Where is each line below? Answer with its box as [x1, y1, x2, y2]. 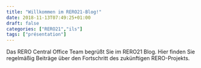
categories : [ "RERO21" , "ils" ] [6, 25, 83, 32]
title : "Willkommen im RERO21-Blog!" [6, 8, 102, 15]
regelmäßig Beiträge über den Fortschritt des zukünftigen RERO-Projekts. [6, 55, 190, 62]
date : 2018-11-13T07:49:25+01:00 [6, 15, 91, 21]
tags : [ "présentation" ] [6, 32, 67, 38]
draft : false [6, 20, 39, 26]
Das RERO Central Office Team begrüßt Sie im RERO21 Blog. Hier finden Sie [6, 48, 196, 55]
